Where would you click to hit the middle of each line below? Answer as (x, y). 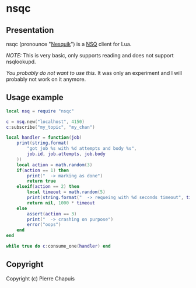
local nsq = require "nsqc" (40, 111)
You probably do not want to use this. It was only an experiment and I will (94, 73)
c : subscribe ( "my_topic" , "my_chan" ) (50, 127)
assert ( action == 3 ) (52, 214)
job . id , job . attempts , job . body (66, 154)
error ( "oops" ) (44, 225)
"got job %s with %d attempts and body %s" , (82, 149)
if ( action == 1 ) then (43, 170)
